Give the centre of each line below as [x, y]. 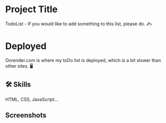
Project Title [31, 9]
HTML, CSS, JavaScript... [32, 99]
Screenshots [26, 115]
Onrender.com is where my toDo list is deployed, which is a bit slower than [83, 60]
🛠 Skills [18, 85]
